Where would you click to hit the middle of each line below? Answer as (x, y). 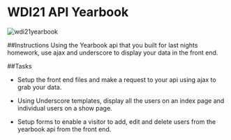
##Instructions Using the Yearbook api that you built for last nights (103, 45)
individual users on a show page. (65, 108)
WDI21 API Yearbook (68, 12)
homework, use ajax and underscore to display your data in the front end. (113, 52)
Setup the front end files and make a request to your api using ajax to (117, 79)
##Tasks (20, 66)
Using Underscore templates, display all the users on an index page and (121, 100)
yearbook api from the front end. (64, 129)
